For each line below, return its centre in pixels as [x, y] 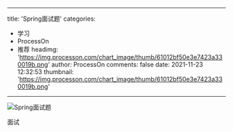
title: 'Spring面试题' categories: [51, 19]
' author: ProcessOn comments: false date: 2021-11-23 [125, 64]
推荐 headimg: [38, 49]
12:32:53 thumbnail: [45, 72]
